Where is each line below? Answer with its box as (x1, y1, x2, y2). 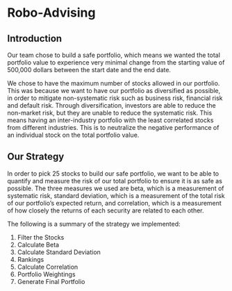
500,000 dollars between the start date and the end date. (7, 66, 172, 74)
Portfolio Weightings (17, 269, 76, 278)
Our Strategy (7, 151, 65, 163)
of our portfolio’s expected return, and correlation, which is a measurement (7, 199, 222, 207)
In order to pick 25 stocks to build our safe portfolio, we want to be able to (7, 169, 219, 178)
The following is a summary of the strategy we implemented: (7, 219, 181, 228)
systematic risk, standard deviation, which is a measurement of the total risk (7, 191, 225, 199)
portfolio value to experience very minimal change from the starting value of (7, 58, 225, 67)
